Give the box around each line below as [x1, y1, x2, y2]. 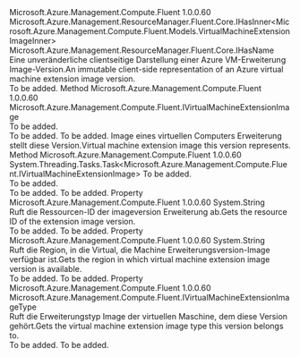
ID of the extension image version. [9, 217, 136, 226]
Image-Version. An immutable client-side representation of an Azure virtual [9, 64, 284, 74]
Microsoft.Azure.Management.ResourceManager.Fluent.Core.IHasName [9, 45, 275, 55]
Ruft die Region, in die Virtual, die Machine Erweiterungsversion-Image [9, 244, 270, 255]
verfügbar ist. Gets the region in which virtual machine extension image [9, 254, 270, 265]
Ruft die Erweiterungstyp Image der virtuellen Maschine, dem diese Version [9, 311, 288, 321]
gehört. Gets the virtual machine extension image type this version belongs [9, 320, 284, 331]
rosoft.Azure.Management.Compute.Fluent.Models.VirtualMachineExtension [9, 26, 291, 37]
